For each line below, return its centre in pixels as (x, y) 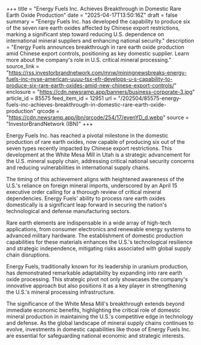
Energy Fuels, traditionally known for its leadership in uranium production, (97, 266)
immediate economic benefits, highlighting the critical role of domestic (93, 310)
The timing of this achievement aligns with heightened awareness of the (95, 179)
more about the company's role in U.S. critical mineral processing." (89, 60)
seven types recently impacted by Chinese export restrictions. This (89, 148)
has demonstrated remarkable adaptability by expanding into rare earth (94, 273)
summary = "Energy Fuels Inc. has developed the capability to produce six (98, 21)
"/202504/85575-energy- (150, 98)
